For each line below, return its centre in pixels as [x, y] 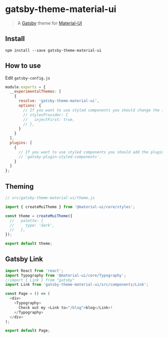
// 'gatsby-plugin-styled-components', [60, 157]
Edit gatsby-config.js [28, 78]
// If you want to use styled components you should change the [91, 110]
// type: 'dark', [32, 225]
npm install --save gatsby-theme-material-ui [53, 50]
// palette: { [26, 221]
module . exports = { [25, 87]
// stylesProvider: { [46, 115]
